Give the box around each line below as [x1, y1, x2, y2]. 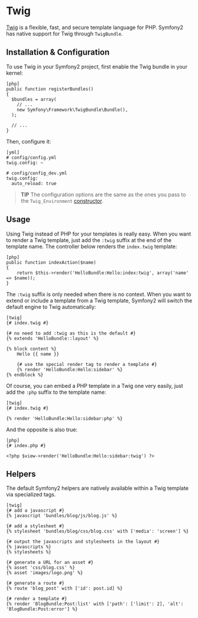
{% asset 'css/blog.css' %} [6, 565, 76, 571]
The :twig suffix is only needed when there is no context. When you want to [6, 291, 191, 298]
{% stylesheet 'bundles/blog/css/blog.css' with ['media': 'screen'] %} [6, 528, 189, 534]
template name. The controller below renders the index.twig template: [6, 243, 177, 250]
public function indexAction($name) [6, 259, 96, 265]
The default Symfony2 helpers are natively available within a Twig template [6, 485, 189, 492]
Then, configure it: [6, 138, 51, 145]
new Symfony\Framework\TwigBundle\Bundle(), [17, 107, 128, 113]
